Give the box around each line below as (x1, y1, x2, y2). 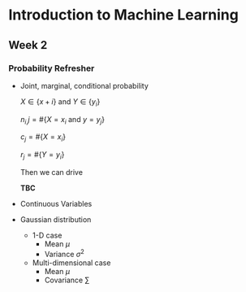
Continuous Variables (19, 199, 93, 209)
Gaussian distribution (19, 215, 92, 224)
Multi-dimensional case (32, 258, 111, 268)
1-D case (32, 230, 63, 241)
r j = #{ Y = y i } (19, 150, 65, 162)
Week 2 (8, 38, 48, 52)
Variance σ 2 (44, 248, 85, 259)
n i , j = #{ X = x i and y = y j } (19, 114, 106, 126)
